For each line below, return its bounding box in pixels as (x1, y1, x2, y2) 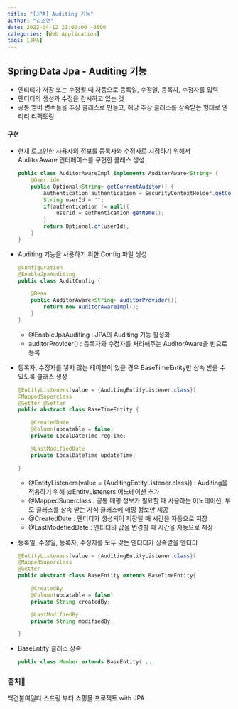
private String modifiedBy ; (31, 617, 114, 625)
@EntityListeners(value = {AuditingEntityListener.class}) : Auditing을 (28, 478, 228, 487)
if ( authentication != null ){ (43, 203, 130, 210)
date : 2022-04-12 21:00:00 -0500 (7, 23, 107, 31)
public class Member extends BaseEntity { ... (17, 658, 155, 666)
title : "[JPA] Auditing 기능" (7, 10, 94, 18)
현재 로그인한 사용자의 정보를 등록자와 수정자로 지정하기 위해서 (17, 147, 190, 155)
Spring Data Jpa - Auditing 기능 (7, 65, 147, 77)
